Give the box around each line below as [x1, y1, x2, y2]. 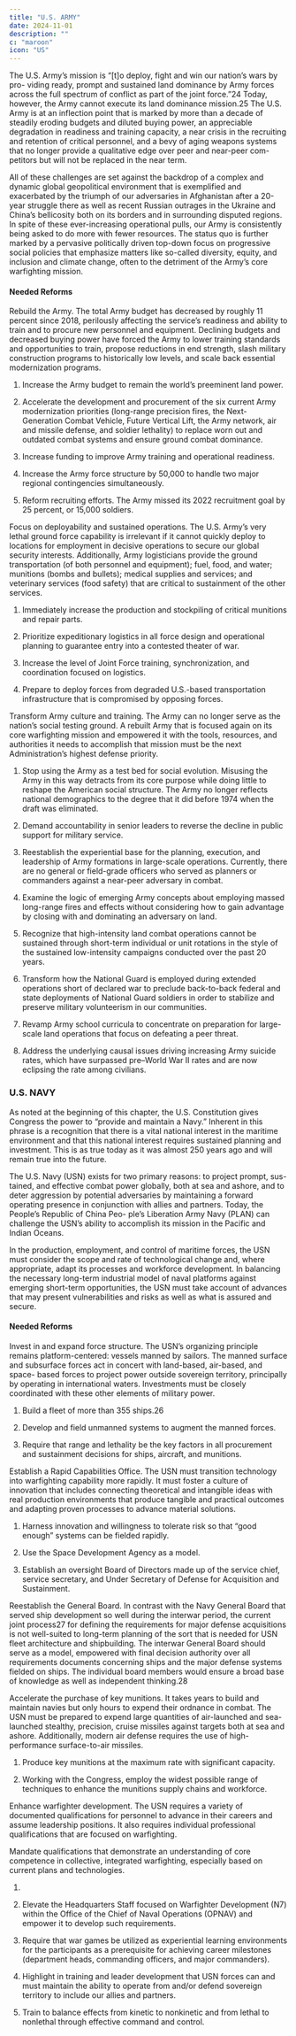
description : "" [9, 29, 69, 38]
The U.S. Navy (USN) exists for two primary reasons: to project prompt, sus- [9, 1170, 287, 1182]
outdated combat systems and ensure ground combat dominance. [21, 435, 263, 445]
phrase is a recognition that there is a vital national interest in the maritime [9, 1125, 278, 1136]
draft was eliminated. [21, 803, 99, 814]
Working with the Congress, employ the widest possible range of [21, 1774, 259, 1785]
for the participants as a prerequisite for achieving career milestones [21, 1944, 272, 1955]
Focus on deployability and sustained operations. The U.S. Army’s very [9, 521, 267, 532]
